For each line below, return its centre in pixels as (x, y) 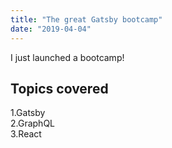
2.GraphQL (33, 123)
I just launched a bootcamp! (67, 57)
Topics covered (59, 88)
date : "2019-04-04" (51, 29)
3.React (26, 134)
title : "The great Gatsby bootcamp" (86, 19)
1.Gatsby (28, 113)
